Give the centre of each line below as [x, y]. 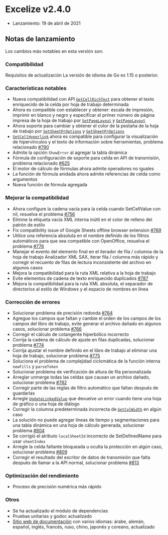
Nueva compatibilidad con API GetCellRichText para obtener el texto [83, 99]
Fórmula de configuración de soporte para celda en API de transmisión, [86, 158]
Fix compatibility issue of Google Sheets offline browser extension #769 [87, 230]
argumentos [25, 179]
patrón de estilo [29, 224]
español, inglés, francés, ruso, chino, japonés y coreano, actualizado [83, 526]
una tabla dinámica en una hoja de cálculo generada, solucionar [78, 425]
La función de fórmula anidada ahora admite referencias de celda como [86, 174]
